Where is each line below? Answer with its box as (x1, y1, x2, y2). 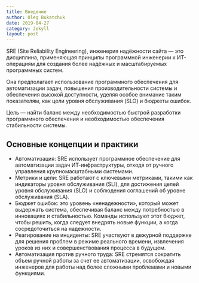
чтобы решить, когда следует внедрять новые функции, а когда (14, 218, 178, 225)
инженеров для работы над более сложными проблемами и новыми (14, 263, 192, 270)
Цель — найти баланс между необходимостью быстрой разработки (6, 109, 181, 116)
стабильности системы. (6, 122, 68, 129)
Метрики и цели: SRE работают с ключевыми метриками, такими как (14, 174, 193, 181)
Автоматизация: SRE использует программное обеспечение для (14, 155, 180, 162)
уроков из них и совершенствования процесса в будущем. (14, 244, 166, 251)
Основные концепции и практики (6, 139, 139, 149)
